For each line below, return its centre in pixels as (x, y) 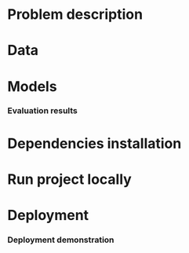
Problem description (75, 15)
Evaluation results (42, 111)
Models (32, 86)
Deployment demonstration (61, 240)
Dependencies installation (94, 143)
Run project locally (70, 179)
